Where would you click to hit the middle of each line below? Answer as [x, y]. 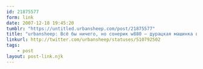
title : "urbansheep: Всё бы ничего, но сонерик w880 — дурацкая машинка [100, 34]
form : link [20, 17]
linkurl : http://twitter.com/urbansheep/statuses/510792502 [84, 40]
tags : [13, 46]
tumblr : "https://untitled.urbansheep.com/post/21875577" [81, 28]
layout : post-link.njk [35, 56]
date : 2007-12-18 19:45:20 [40, 23]
